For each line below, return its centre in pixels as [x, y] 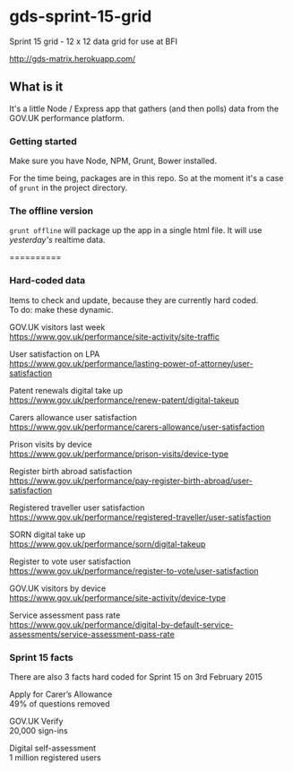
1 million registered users [55, 757]
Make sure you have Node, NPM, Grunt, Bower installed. [113, 161]
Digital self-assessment [53, 748]
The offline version [52, 211]
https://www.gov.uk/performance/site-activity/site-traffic [115, 336]
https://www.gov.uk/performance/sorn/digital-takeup [108, 543]
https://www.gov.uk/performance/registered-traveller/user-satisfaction [140, 516]
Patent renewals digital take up [66, 390]
